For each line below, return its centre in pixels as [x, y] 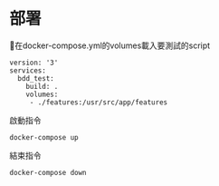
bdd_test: [36, 78]
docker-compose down [48, 172]
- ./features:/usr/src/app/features [99, 102]
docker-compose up [44, 137]
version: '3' [34, 63]
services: [28, 70]
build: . [42, 86]
